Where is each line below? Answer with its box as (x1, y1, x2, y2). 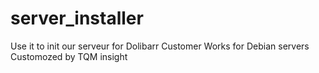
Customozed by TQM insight (10, 50, 128, 62)
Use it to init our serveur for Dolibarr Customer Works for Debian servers (10, 40, 310, 52)
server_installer (10, 7, 144, 30)
